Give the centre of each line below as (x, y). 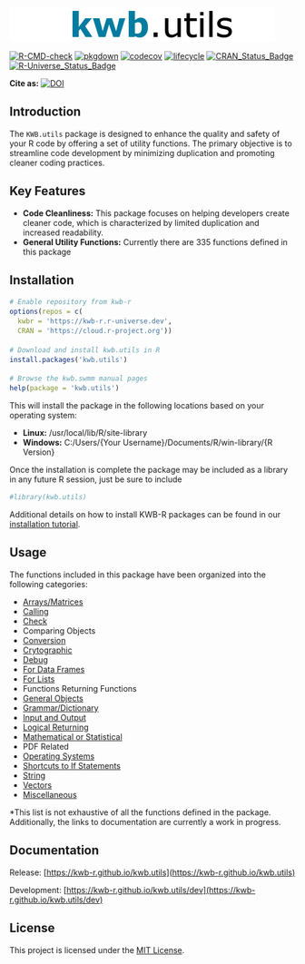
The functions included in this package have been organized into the (138, 575)
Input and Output (54, 717)
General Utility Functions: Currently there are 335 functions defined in (155, 241)
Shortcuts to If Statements (71, 765)
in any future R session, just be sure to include (96, 479)
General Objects (53, 698)
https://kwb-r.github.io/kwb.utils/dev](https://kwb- (161, 890)
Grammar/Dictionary (60, 708)
